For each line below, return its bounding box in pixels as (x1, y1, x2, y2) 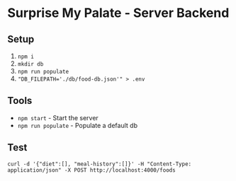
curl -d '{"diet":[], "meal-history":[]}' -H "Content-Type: (7, 160, 192, 168)
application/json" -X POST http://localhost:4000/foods (7, 166, 176, 174)
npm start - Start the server (17, 113, 99, 122)
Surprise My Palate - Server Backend (7, 5, 230, 21)
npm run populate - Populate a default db (17, 121, 138, 129)
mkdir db (17, 61, 44, 68)
